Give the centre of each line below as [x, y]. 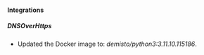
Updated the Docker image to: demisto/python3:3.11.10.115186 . [107, 44]
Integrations [26, 10]
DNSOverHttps [30, 26]
